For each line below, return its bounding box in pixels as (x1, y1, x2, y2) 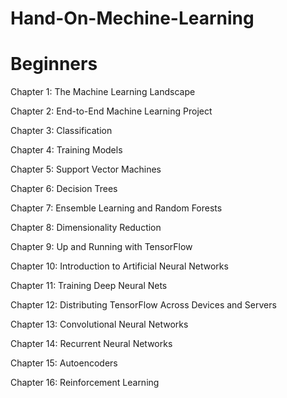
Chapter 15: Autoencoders (10, 357, 118, 369)
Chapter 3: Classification (10, 125, 113, 137)
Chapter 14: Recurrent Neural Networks (10, 338, 173, 350)
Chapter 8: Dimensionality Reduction (10, 222, 162, 234)
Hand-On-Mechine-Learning (10, 7, 255, 30)
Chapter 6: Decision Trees (10, 183, 118, 195)
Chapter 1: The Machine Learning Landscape (10, 86, 196, 98)
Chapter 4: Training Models (10, 144, 123, 156)
